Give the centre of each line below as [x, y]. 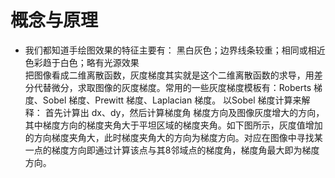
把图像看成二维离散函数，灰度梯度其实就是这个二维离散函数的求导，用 [169, 75]
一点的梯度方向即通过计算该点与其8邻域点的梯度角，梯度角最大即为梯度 [172, 150]
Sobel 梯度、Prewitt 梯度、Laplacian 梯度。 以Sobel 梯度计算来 [172, 100]
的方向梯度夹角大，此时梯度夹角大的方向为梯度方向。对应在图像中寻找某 [173, 137]
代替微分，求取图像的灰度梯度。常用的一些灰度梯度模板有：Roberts [172, 87]
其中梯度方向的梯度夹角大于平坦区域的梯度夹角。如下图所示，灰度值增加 [173, 125]
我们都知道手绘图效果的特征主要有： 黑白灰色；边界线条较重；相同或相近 [175, 50]
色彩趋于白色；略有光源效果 [82, 62]
